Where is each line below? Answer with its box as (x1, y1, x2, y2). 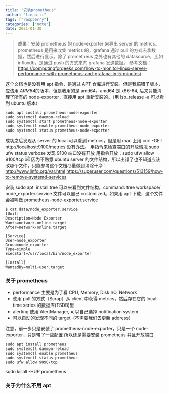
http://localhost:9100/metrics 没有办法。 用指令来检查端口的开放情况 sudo (5, 144, 159, 150)
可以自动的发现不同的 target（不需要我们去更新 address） (12, 315, 133, 321)
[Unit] (5, 211, 19, 216)
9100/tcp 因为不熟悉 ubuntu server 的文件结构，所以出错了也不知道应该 (5, 156, 161, 162)
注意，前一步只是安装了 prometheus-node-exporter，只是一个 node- (5, 326, 149, 332)
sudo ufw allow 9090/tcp (5, 360, 58, 365)
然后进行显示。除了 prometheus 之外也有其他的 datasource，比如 (26, 54, 163, 60)
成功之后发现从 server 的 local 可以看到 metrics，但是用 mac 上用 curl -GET (5, 138, 163, 144)
